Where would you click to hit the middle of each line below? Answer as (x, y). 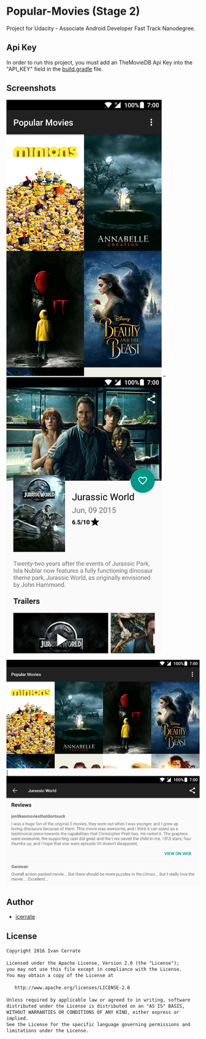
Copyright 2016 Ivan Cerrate (44, 951)
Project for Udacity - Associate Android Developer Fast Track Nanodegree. (101, 28)
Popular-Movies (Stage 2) (73, 11)
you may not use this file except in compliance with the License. (94, 970)
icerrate (25, 917)
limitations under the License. (48, 1031)
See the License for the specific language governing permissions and (98, 1025)
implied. (17, 1019)
